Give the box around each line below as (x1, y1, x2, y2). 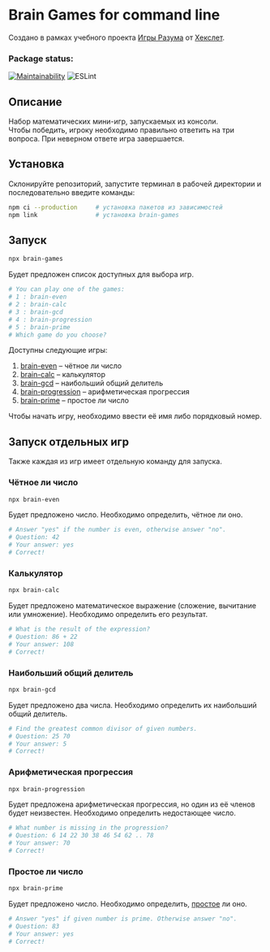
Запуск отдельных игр (8, 435, 130, 449)
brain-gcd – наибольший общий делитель (19, 378, 164, 388)
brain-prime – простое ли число (19, 396, 130, 406)
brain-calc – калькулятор (19, 370, 106, 380)
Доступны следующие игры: (8, 346, 108, 355)
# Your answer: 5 (8, 740, 67, 748)
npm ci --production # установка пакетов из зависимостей (8, 203, 223, 211)
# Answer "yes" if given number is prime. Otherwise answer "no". (8, 915, 238, 924)
